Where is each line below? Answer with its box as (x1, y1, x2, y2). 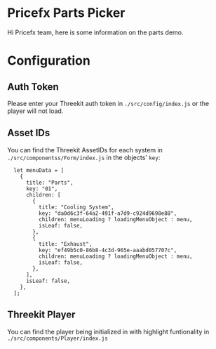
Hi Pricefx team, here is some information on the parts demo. (7, 28, 184, 37)
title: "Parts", (25, 179, 74, 186)
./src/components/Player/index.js (7, 335, 109, 342)
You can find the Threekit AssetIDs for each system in (7, 145, 163, 154)
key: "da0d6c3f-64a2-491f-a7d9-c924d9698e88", (38, 209, 177, 217)
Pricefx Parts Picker (7, 5, 126, 21)
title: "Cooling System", (38, 204, 114, 211)
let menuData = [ (13, 166, 65, 173)
